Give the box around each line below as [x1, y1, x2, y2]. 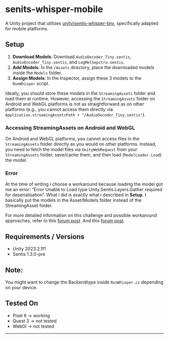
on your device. [5, 284, 38, 291]
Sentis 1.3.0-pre [12, 251, 45, 257]
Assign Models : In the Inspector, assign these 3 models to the [12, 75, 142, 81]
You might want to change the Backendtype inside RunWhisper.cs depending [5, 279, 163, 285]
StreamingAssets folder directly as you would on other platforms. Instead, [5, 141, 157, 147]
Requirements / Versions [5, 232, 84, 241]
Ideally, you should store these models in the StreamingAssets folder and [5, 90, 155, 96]
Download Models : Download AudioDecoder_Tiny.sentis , [12, 53, 132, 60]
